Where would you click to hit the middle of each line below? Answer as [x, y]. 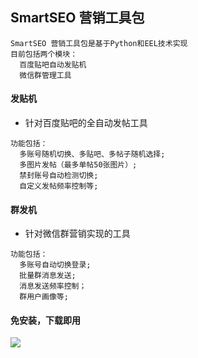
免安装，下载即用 [45, 320]
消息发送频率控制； [53, 286]
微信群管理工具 [45, 75]
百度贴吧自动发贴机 [53, 64]
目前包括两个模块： [44, 54]
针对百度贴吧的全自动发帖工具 [86, 123]
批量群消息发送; [48, 276]
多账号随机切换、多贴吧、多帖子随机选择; [92, 154]
